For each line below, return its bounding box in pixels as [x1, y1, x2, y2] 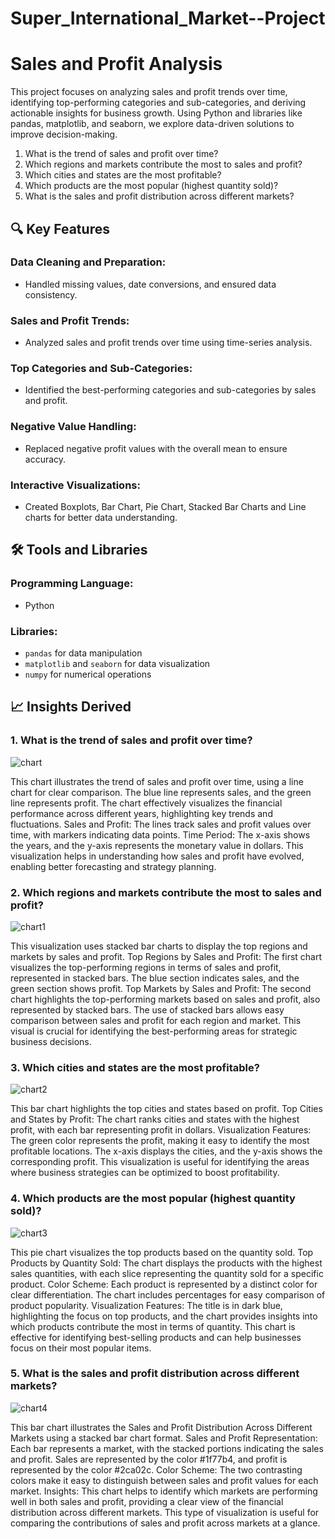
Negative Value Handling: [10, 420, 137, 434]
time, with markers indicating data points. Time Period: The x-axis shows [10, 828, 311, 841]
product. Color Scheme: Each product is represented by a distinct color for [10, 1278, 318, 1290]
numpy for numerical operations [24, 668, 152, 680]
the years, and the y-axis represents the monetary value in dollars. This [10, 839, 304, 851]
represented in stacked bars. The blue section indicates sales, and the [10, 972, 300, 984]
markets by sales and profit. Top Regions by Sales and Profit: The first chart [10, 950, 323, 962]
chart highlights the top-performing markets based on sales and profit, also [10, 993, 321, 1005]
